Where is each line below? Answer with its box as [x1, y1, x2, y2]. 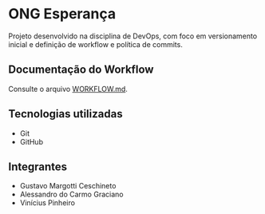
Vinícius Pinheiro [19, 198, 76, 208]
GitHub [19, 137, 44, 146]
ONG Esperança [8, 5, 117, 23]
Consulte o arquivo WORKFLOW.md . [8, 84, 128, 93]
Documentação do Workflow [8, 63, 154, 77]
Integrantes [8, 160, 68, 173]
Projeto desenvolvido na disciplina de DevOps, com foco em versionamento [8, 31, 258, 41]
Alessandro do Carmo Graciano [19, 189, 124, 200]
